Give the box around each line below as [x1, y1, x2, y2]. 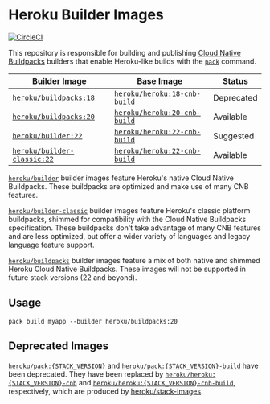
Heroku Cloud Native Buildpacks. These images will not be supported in [8, 264, 247, 274]
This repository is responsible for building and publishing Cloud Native [8, 47, 241, 57]
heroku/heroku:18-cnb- [113, 89, 201, 98]
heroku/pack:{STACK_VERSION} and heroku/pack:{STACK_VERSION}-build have [8, 361, 259, 370]
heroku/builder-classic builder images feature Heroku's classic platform [8, 205, 251, 215]
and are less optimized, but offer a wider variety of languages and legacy [8, 231, 251, 241]
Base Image [136, 75, 183, 86]
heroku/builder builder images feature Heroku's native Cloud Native [8, 173, 235, 183]
